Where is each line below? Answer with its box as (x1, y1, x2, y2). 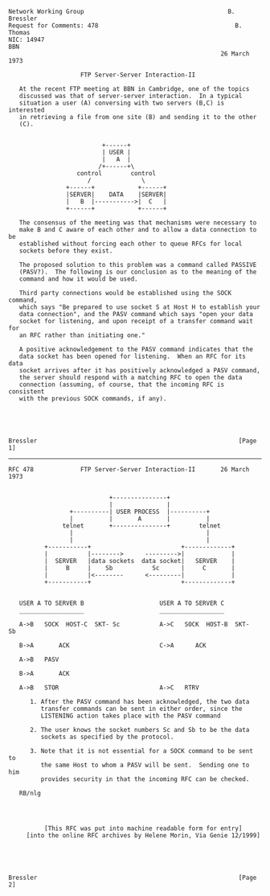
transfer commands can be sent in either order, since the (40, 705, 243, 713)
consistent (8, 388, 45, 396)
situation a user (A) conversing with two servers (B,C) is (18, 99, 225, 107)
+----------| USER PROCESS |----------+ (69, 508, 211, 516)
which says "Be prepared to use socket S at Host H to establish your (18, 303, 261, 311)
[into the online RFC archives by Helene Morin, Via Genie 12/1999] (26, 832, 261, 840)
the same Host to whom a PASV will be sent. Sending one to (40, 761, 250, 769)
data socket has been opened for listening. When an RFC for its (18, 352, 247, 360)
